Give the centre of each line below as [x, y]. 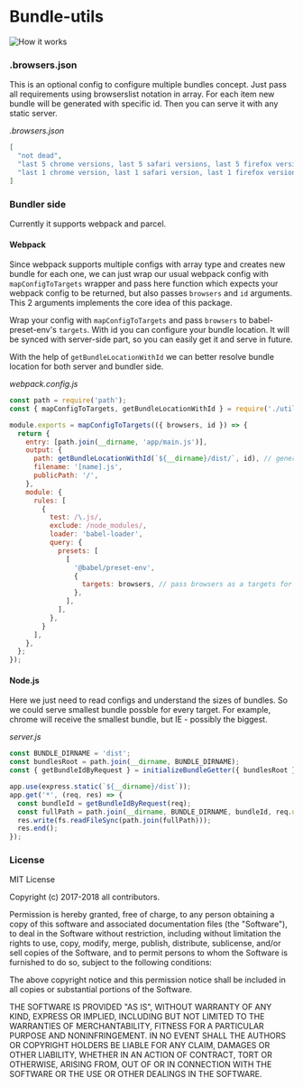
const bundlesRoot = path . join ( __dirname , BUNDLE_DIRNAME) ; [125, 762]
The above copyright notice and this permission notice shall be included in [147, 980]
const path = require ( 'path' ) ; [68, 401]
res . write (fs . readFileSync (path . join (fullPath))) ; [115, 820]
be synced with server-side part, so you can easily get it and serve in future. [151, 339]
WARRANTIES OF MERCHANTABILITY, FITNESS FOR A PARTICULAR [137, 1027]
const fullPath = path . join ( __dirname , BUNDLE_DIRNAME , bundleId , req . [155, 812]
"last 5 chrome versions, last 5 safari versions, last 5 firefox [145, 164]
